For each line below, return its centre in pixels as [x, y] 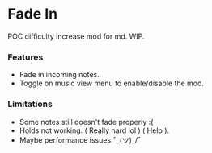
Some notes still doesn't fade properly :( [86, 122]
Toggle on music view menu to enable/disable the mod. [111, 83]
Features [25, 57]
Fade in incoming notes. [59, 75]
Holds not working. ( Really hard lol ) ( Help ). [94, 130]
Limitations [30, 104]
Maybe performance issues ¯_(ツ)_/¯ [80, 140]
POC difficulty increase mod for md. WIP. [76, 36]
